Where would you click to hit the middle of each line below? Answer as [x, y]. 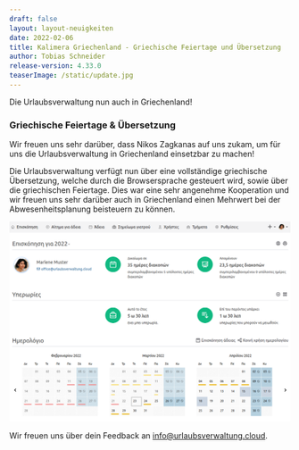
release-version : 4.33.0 [55, 66]
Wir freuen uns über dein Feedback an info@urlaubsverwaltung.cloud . [138, 435]
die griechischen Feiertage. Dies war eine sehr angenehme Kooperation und [149, 190]
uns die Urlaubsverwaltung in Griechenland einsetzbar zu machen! [132, 154]
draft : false [33, 19]
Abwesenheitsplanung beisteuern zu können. [92, 209]
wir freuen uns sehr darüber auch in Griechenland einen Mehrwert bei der [145, 200]
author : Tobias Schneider [57, 57]
